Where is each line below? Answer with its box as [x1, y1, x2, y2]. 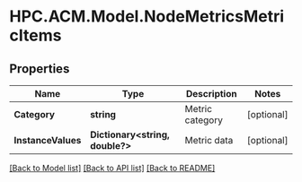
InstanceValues [13, 134, 82, 146]
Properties [9, 61, 70, 76]
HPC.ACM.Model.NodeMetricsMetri [9, 6, 285, 27]
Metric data [184, 134, 234, 146]
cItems [9, 25, 62, 46]
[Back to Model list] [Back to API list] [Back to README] [9, 163, 216, 173]
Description [185, 88, 237, 100]
